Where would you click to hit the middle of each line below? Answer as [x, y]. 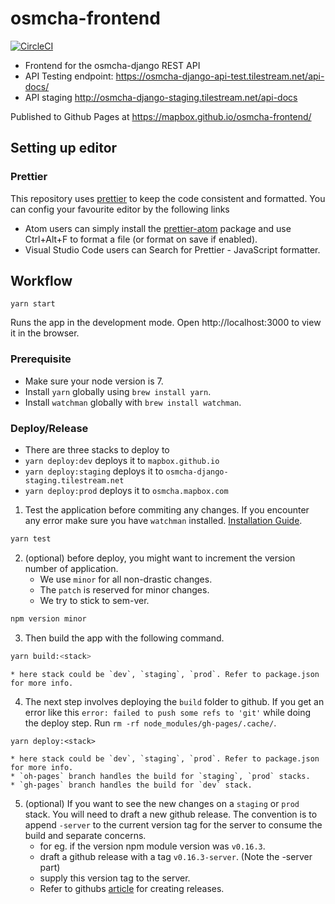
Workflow [41, 281]
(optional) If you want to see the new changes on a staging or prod [162, 803]
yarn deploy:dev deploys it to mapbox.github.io [122, 461]
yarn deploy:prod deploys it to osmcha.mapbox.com [126, 491]
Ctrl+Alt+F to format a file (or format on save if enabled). [141, 239]
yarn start [33, 304]
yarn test [31, 539]
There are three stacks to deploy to [97, 450]
